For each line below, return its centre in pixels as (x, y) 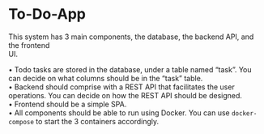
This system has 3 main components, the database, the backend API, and (131, 37)
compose (21, 122)
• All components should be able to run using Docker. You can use (119, 112)
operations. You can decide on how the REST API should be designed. (126, 95)
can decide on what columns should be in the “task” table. (106, 78)
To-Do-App (47, 14)
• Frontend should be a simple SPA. (68, 104)
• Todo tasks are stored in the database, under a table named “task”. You (130, 69)
